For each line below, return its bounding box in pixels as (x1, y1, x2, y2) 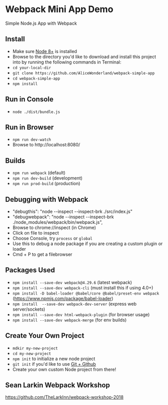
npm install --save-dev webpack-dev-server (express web (12, 301, 137, 307)
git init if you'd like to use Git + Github (12, 361, 97, 367)
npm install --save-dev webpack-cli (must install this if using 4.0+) (12, 284, 153, 291)
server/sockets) (12, 306, 45, 312)
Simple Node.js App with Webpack (5, 20, 77, 26)
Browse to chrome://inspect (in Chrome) (12, 224, 97, 230)
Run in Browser (5, 123, 54, 132)
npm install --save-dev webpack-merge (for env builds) (12, 317, 127, 323)
